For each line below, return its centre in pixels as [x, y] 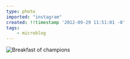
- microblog [31, 33]
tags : [13, 28]
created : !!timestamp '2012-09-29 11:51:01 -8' [66, 22]
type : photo [21, 11]
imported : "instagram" [34, 17]
